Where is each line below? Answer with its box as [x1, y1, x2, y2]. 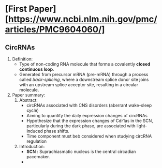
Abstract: [19, 97, 38, 103]
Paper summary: [12, 92, 45, 98]
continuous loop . [19, 66, 54, 72]
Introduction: [19, 144, 45, 149]
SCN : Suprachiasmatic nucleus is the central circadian [26, 149, 136, 154]
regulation [26, 138, 47, 144]
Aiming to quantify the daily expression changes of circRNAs [26, 113, 147, 118]
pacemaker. [26, 154, 50, 159]
